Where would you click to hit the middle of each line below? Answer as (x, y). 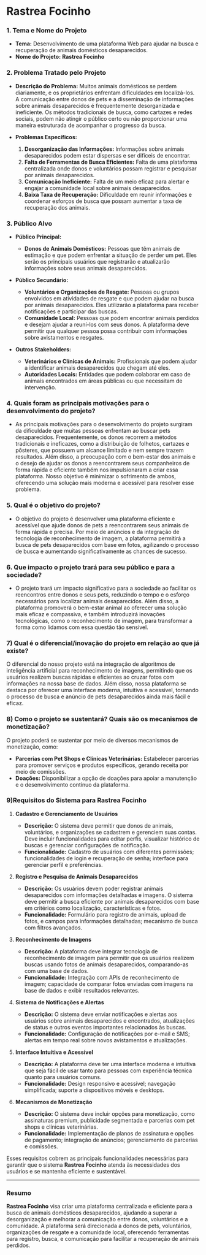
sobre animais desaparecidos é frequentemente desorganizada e (97, 105)
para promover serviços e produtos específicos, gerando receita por (102, 765)
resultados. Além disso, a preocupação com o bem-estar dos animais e (105, 457)
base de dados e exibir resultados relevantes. (82, 990)
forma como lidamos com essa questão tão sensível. (82, 627)
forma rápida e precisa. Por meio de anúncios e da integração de (97, 532)
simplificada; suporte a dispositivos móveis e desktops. (94, 1090)
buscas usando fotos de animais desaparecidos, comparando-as (106, 964)
